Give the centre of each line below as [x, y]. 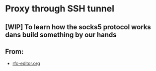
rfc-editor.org [26, 64]
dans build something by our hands [61, 35]
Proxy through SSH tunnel [60, 9]
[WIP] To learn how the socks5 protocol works [78, 27]
